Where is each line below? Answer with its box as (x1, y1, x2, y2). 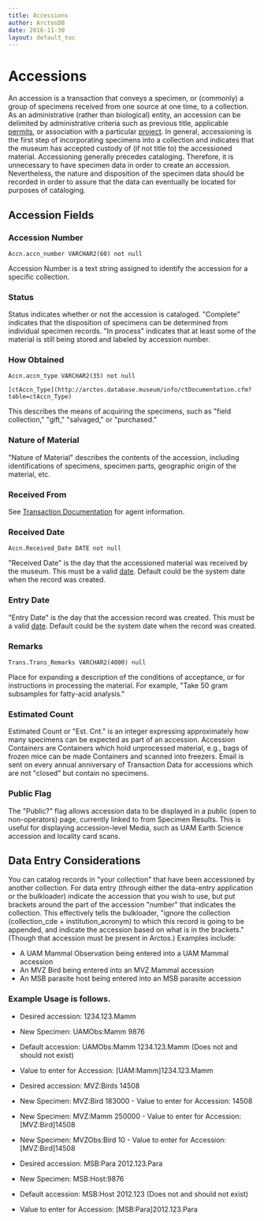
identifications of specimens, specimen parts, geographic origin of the (8, 461, 236, 470)
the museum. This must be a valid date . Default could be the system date (8, 566, 246, 576)
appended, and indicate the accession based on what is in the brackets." (8, 925, 244, 934)
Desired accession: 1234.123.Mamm (19, 1011, 136, 1021)
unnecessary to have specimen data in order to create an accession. (8, 161, 231, 170)
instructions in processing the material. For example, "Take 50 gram (8, 681, 229, 690)
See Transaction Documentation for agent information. (8, 507, 185, 517)
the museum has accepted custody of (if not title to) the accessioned (8, 143, 232, 154)
